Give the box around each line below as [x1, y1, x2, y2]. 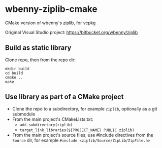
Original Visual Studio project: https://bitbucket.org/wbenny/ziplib [5, 29, 138, 35]
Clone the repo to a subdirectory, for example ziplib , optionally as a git [12, 106, 158, 111]
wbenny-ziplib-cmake [5, 3, 97, 15]
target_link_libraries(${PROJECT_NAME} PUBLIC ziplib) [19, 127, 134, 133]
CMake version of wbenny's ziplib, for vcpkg [5, 20, 96, 26]
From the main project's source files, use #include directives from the [12, 132, 154, 138]
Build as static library [5, 43, 71, 52]
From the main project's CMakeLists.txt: [12, 116, 94, 122]
